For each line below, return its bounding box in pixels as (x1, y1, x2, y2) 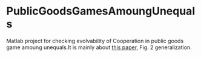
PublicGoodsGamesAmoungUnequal (6, 4, 196, 18)
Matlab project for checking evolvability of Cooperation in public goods (6, 37, 184, 44)
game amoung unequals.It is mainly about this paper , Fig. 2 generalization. (6, 44, 192, 51)
